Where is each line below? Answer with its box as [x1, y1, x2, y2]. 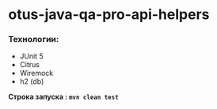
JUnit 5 [19, 51, 44, 61]
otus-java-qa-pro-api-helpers [8, 6, 210, 24]
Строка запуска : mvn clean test [8, 92, 119, 102]
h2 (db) [19, 77, 44, 86]
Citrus [19, 60, 40, 70]
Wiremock [19, 69, 54, 78]
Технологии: [8, 34, 59, 45]
